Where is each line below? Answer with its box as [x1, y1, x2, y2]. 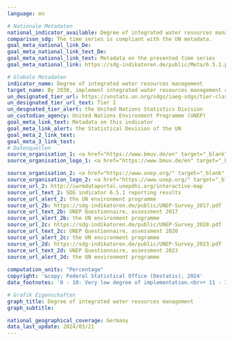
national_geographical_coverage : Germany [7, 317, 129, 324]
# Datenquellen [7, 145, 51, 151]
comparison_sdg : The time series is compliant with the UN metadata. [7, 35, 213, 42]
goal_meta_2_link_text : [7, 131, 76, 138]
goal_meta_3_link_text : [7, 138, 76, 145]
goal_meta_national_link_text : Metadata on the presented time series [7, 55, 216, 62]
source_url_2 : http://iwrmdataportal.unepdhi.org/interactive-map [7, 183, 203, 190]
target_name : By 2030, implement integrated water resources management [7, 86, 222, 93]
